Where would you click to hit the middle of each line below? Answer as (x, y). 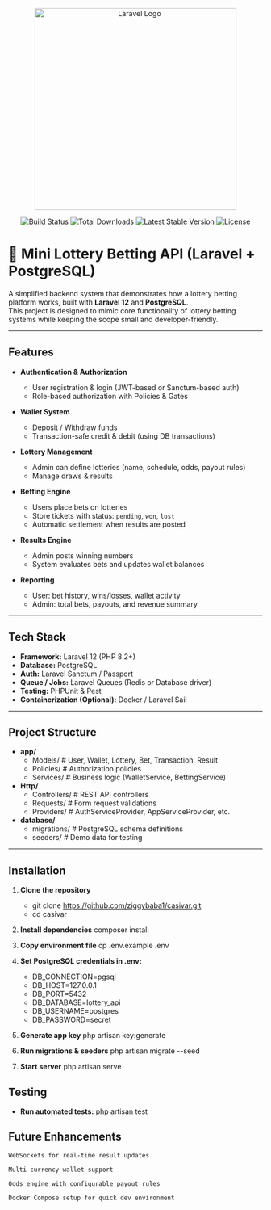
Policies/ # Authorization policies (87, 769)
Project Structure (52, 732)
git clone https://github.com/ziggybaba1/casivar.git (117, 905)
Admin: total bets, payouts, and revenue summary (115, 604)
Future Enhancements (65, 1137)
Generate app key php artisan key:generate (93, 1036)
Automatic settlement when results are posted (108, 524)
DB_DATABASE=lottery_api (76, 1002)
